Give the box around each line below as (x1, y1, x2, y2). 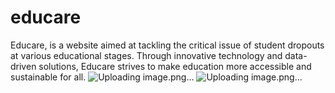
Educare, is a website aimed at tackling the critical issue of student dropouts (10, 39, 325, 51)
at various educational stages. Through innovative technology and (10, 49, 283, 61)
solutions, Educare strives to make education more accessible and (38, 60, 312, 72)
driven (10, 60, 37, 72)
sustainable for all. (10, 71, 87, 83)
